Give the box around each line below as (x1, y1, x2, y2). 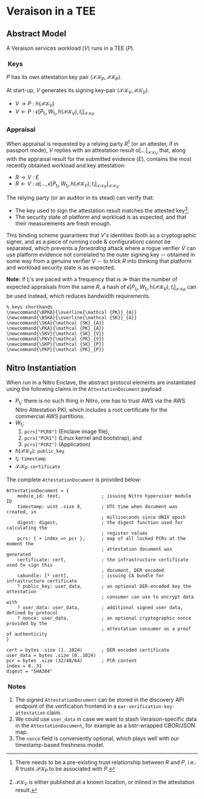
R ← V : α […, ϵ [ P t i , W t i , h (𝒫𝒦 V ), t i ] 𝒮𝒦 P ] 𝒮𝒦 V (15, 180, 119, 189)
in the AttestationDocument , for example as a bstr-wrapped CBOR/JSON (15, 722, 195, 729)
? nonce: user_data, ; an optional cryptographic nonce (17, 615, 191, 622)
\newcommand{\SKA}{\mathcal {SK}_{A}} (6, 320, 104, 326)
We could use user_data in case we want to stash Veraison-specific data (15, 715, 197, 723)
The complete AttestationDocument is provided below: (6, 476, 141, 483)
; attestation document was (101, 546, 172, 552)
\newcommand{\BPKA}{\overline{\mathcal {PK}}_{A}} (6, 309, 137, 315)
